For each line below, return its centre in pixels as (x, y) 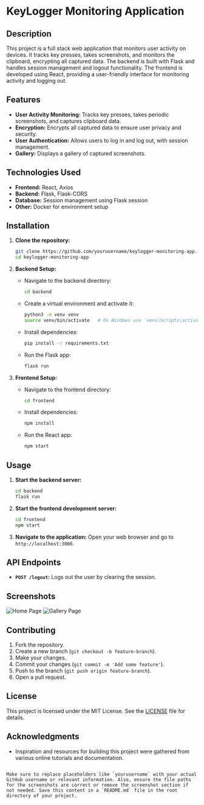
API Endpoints (34, 562)
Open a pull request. (41, 677)
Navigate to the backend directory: (68, 281)
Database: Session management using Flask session (81, 200)
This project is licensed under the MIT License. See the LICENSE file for (96, 711)
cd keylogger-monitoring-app (52, 257)
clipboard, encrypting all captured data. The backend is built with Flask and (100, 61)
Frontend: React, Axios (44, 187)
